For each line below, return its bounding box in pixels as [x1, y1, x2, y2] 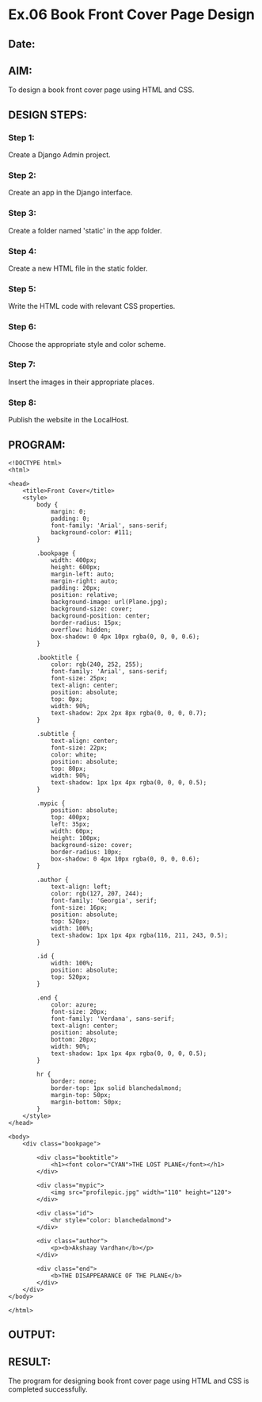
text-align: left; [50, 883, 112, 891]
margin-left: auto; [50, 570, 115, 578]
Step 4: [8, 245, 37, 256]
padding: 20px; [50, 584, 101, 592]
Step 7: [8, 359, 36, 370]
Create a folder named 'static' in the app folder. [8, 225, 162, 235]
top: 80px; [50, 765, 87, 772]
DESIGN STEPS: [8, 108, 88, 121]
